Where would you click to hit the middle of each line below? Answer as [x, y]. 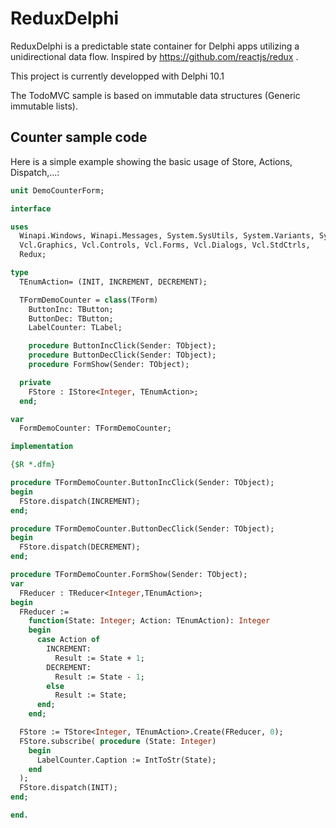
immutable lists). [44, 106]
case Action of [68, 640]
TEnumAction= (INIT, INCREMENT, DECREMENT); [113, 282]
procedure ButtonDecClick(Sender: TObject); [122, 355]
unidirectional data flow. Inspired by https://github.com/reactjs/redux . [154, 56]
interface [31, 208]
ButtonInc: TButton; [71, 309]
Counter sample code [79, 137]
